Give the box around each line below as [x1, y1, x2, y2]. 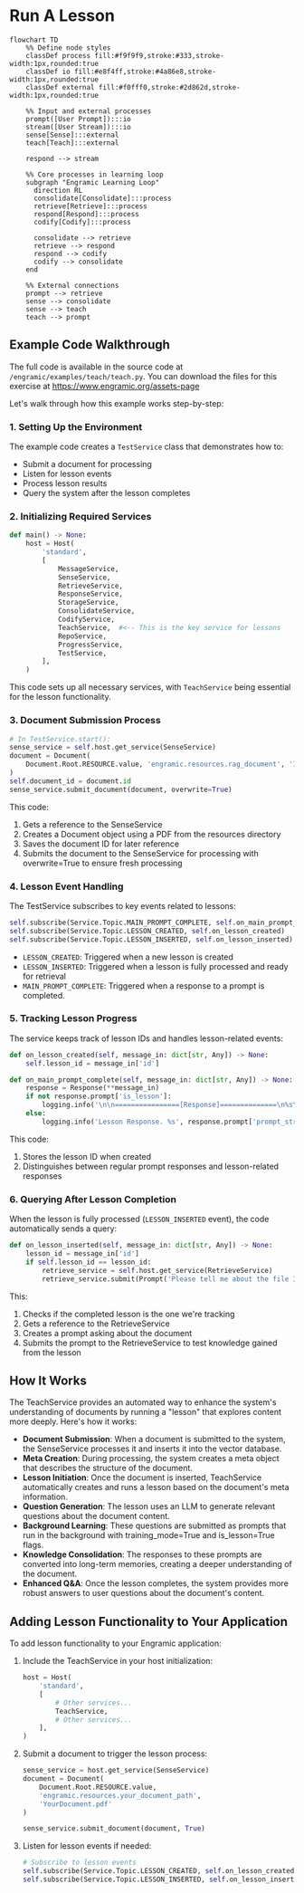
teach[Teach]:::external [25, 138, 119, 148]
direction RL [33, 186, 83, 195]
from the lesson [22, 1346, 81, 1358]
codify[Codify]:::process [33, 217, 131, 226]
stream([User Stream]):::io [25, 122, 131, 131]
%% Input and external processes [25, 106, 152, 116]
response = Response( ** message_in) [25, 1084, 160, 1093]
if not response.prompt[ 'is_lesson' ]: [25, 1092, 172, 1101]
